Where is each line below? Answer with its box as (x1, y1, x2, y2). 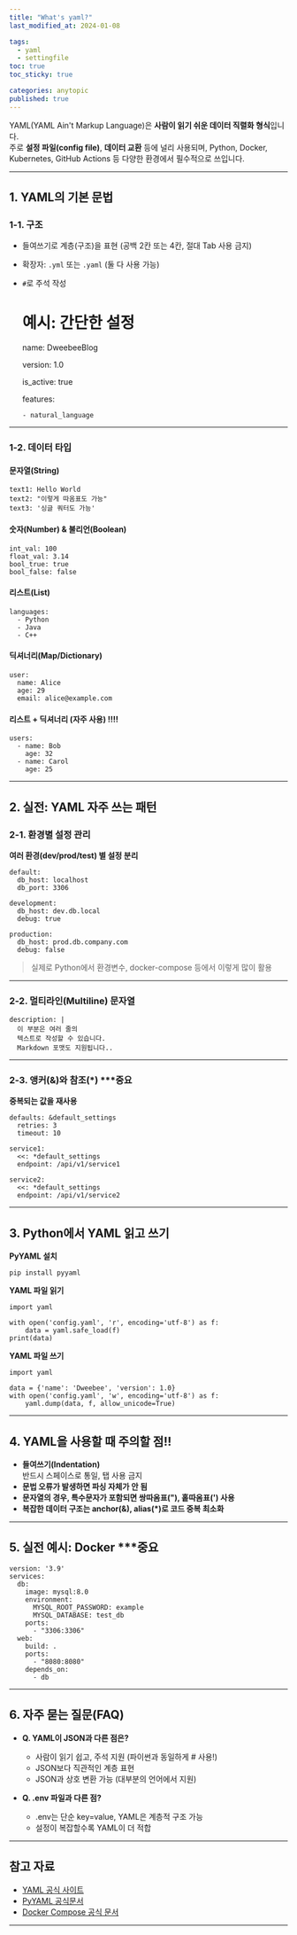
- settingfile (17, 54, 69, 63)
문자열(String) (9, 464, 60, 475)
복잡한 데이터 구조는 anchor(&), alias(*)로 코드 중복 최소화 (21, 1503, 225, 1514)
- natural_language (21, 411, 95, 420)
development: (9, 899, 57, 908)
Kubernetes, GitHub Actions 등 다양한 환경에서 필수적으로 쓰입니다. (9, 152, 245, 164)
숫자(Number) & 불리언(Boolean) (9, 524, 127, 534)
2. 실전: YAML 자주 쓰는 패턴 (9, 800, 157, 815)
